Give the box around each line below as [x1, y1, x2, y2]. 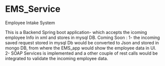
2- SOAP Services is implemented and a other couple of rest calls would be [5, 50, 158, 56]
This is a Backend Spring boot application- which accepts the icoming [5, 29, 147, 35]
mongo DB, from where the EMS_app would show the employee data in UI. [5, 45, 157, 51]
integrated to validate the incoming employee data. [5, 55, 108, 61]
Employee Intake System [5, 20, 55, 26]
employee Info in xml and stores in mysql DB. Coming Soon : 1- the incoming [5, 34, 160, 40]
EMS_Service [5, 3, 61, 15]
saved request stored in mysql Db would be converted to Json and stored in [5, 39, 159, 45]
